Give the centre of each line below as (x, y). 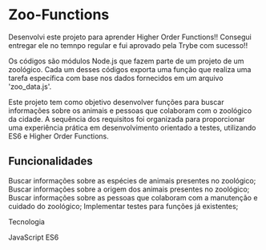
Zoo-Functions (59, 15)
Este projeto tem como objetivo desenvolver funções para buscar (116, 102)
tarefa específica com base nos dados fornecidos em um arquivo (116, 78)
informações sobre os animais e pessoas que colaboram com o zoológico (130, 111)
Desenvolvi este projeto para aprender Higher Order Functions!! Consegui (130, 37)
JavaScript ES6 (34, 237)
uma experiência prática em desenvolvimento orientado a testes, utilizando (132, 127)
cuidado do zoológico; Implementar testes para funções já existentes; (123, 206)
